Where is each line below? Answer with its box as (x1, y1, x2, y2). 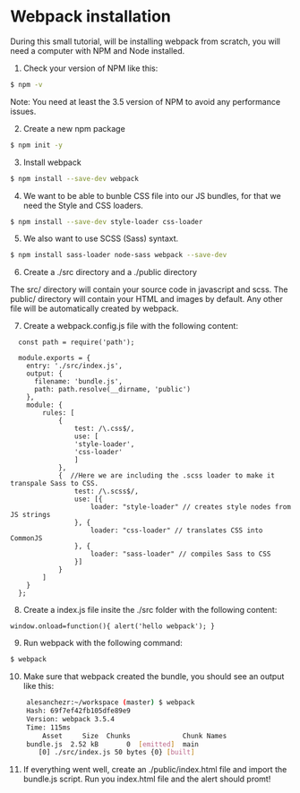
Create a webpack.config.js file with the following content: (22, 321, 238, 332)
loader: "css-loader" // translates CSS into (90, 526, 263, 535)
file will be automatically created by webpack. (10, 303, 179, 315)
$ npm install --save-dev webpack (10, 174, 140, 183)
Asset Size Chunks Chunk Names (42, 731, 227, 740)
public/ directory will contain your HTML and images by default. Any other (10, 294, 283, 305)
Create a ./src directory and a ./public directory (22, 267, 198, 278)
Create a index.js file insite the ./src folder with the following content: (22, 605, 278, 616)
